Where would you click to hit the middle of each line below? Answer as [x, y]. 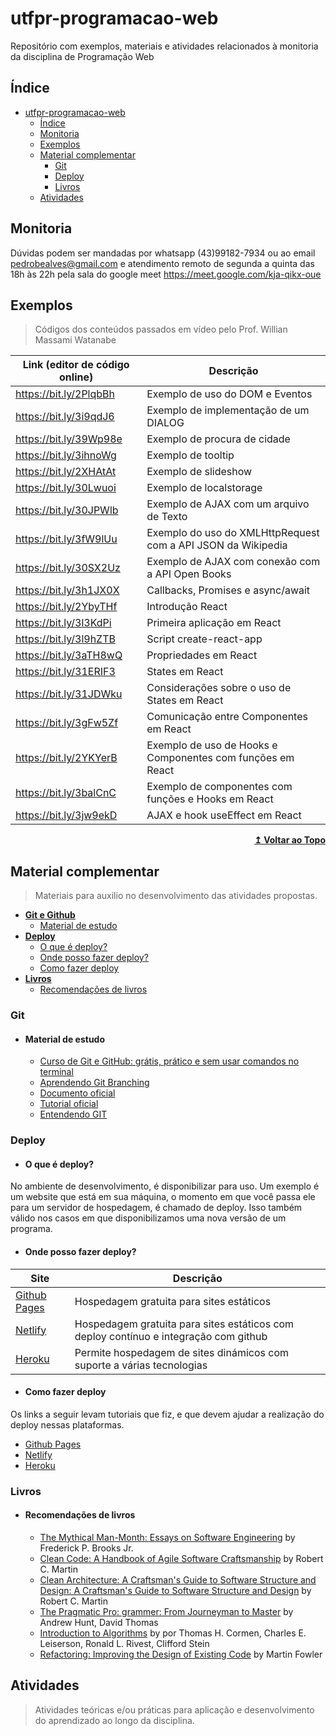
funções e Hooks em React [210, 799]
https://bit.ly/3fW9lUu [66, 539]
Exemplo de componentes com [219, 787]
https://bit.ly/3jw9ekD [66, 815]
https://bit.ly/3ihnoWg [66, 455]
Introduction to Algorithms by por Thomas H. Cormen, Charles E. [173, 1633]
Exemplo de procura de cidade [218, 439]
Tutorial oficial [69, 1104]
